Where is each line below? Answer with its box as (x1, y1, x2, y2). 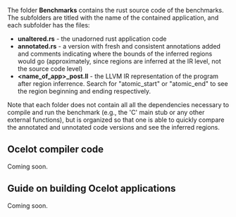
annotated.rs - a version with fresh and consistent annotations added (17, 42, 221, 50)
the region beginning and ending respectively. (17, 87, 151, 95)
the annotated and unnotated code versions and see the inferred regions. (7, 123, 221, 131)
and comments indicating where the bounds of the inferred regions (17, 49, 213, 58)
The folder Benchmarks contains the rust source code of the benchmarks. (7, 6, 224, 14)
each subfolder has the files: (7, 21, 90, 29)
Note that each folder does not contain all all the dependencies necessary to (7, 101, 230, 108)
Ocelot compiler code (7, 144, 104, 156)
